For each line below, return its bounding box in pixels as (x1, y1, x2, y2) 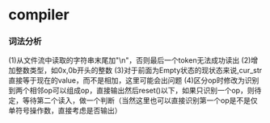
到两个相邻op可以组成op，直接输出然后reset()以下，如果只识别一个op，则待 (8, 86, 262, 96)
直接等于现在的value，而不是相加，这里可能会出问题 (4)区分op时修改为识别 (8, 76, 259, 85)
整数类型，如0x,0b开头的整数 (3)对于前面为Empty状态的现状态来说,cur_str (15, 66, 263, 76)
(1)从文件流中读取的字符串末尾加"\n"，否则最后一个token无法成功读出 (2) (8, 55, 251, 65)
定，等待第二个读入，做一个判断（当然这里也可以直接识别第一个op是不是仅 (8, 96, 258, 105)
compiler (8, 6, 70, 24)
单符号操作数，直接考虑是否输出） (8, 106, 122, 116)
